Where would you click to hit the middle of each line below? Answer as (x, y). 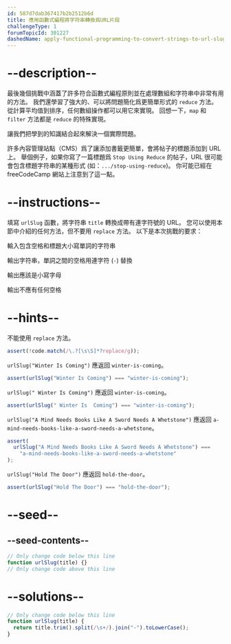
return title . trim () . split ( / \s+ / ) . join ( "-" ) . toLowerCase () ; (101, 628)
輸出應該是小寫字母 (34, 275)
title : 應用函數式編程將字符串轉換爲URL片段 (64, 20)
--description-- (52, 73)
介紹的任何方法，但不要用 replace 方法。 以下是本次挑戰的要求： (111, 231)
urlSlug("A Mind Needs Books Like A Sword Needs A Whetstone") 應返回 (109, 419)
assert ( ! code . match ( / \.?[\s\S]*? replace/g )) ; (73, 351)
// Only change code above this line (61, 569)
